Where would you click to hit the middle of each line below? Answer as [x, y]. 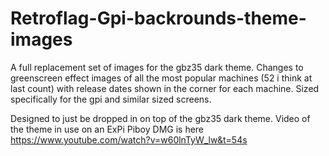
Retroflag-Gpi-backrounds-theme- [158, 18]
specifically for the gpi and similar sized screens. [111, 99]
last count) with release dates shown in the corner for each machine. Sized [165, 88]
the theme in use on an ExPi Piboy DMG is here [107, 129]
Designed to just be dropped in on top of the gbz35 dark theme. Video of [160, 118]
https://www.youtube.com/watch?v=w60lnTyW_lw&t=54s [129, 139]
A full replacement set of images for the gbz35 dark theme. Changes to [157, 67]
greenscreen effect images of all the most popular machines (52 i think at [161, 78]
